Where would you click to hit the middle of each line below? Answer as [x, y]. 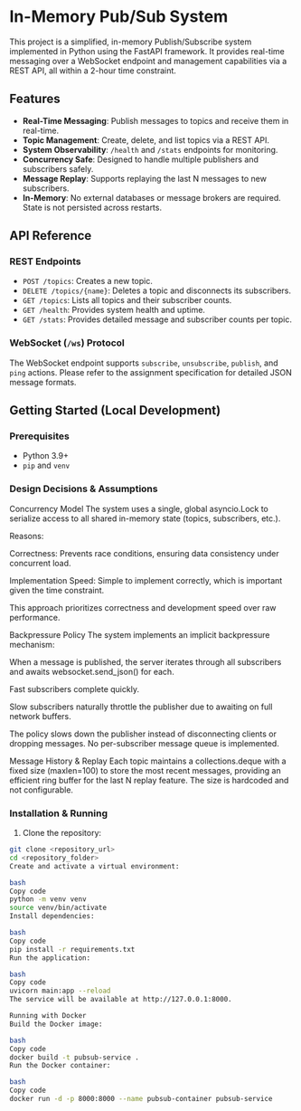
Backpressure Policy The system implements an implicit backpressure [140, 634]
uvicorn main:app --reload [60, 991]
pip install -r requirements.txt [72, 949]
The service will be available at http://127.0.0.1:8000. [121, 1000]
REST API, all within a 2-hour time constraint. [93, 71]
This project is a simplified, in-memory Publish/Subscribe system [131, 42]
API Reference [51, 236]
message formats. [43, 382]
